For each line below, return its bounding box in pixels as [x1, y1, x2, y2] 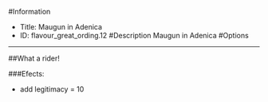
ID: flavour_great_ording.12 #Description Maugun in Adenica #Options [19, 31, 249, 40]
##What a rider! [8, 53, 60, 63]
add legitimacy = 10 [19, 84, 85, 94]
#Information [8, 7, 51, 16]
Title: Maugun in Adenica [19, 22, 102, 31]
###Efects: [8, 69, 45, 78]
